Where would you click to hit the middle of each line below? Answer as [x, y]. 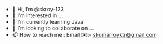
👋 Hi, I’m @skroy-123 [38, 9]
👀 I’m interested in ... [37, 15]
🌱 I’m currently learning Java [48, 22]
